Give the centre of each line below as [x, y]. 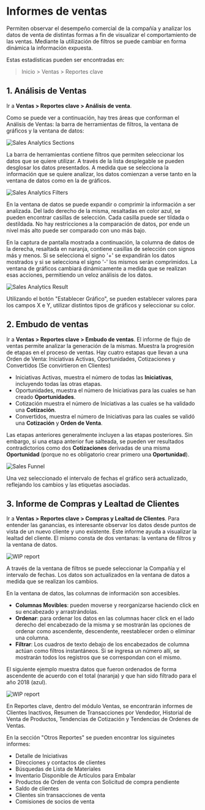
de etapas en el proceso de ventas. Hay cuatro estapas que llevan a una [97, 352]
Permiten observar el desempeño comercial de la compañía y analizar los [99, 28]
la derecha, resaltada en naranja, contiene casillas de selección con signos [101, 249]
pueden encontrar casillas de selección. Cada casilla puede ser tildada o [98, 217]
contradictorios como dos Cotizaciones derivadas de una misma [88, 448]
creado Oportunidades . [45, 396]
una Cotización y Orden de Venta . [59, 423]
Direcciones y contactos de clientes [60, 763]
